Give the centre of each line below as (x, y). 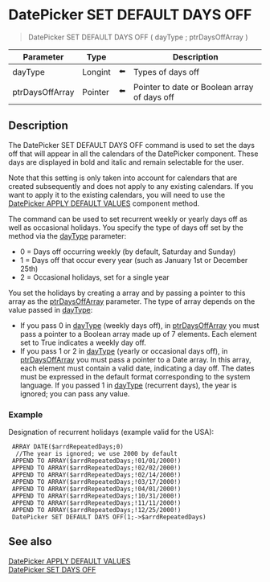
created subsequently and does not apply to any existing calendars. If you (131, 186)
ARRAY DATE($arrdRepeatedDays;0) (68, 447)
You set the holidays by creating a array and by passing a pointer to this (127, 293)
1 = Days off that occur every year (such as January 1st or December (134, 260)
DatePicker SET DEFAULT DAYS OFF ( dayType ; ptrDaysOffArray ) (138, 37)
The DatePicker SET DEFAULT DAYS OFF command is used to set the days (132, 145)
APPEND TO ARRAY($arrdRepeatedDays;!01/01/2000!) (96, 461)
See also (30, 541)
